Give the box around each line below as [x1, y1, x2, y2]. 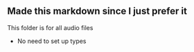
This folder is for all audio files [7, 23, 94, 31]
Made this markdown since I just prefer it [7, 5, 187, 17]
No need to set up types [17, 37, 87, 45]
